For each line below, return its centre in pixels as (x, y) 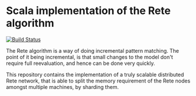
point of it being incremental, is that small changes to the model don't (90, 57)
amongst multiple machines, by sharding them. (62, 87)
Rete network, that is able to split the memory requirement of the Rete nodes (98, 81)
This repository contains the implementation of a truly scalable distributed (95, 74)
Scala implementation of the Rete (88, 11)
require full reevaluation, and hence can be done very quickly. (81, 63)
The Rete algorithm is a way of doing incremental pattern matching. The (93, 50)
